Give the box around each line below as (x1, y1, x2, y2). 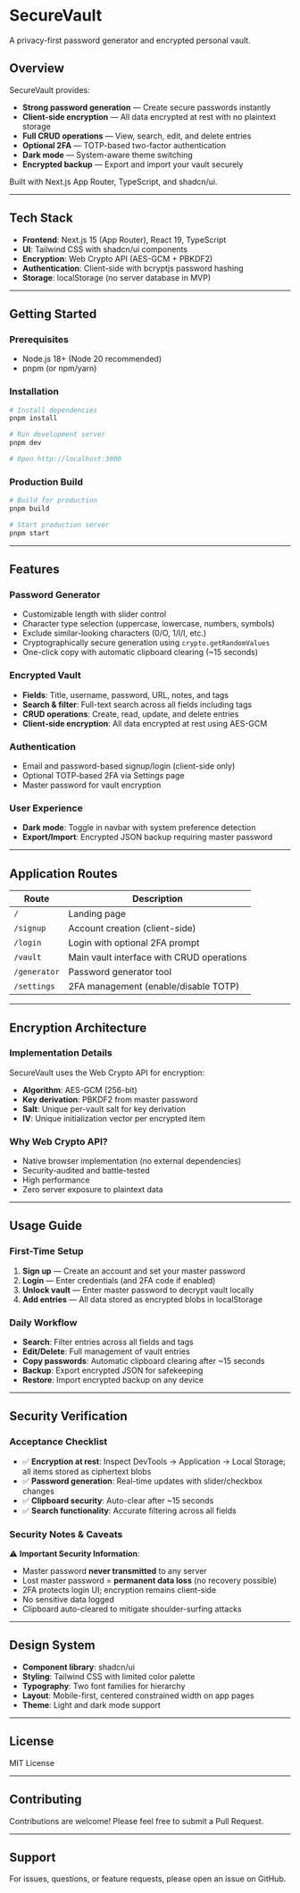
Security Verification (9, 1409, 128, 1424)
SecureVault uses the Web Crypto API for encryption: (9, 1067, 205, 1078)
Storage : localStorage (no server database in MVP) (21, 272, 212, 282)
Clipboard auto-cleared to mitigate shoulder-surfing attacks (21, 1603, 243, 1614)
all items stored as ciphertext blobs (21, 1466, 152, 1477)
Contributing (9, 1792, 82, 1807)
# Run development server (9, 430, 105, 439)
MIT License (9, 1757, 55, 1768)
